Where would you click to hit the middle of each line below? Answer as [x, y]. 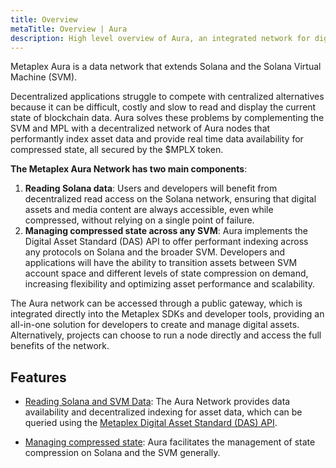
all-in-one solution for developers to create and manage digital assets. [155, 325]
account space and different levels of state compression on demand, [166, 273]
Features [38, 377]
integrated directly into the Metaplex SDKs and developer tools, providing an [167, 314]
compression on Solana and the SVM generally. [122, 453]
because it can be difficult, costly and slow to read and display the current [163, 107]
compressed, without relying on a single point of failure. [139, 220]
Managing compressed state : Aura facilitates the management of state [170, 442]
